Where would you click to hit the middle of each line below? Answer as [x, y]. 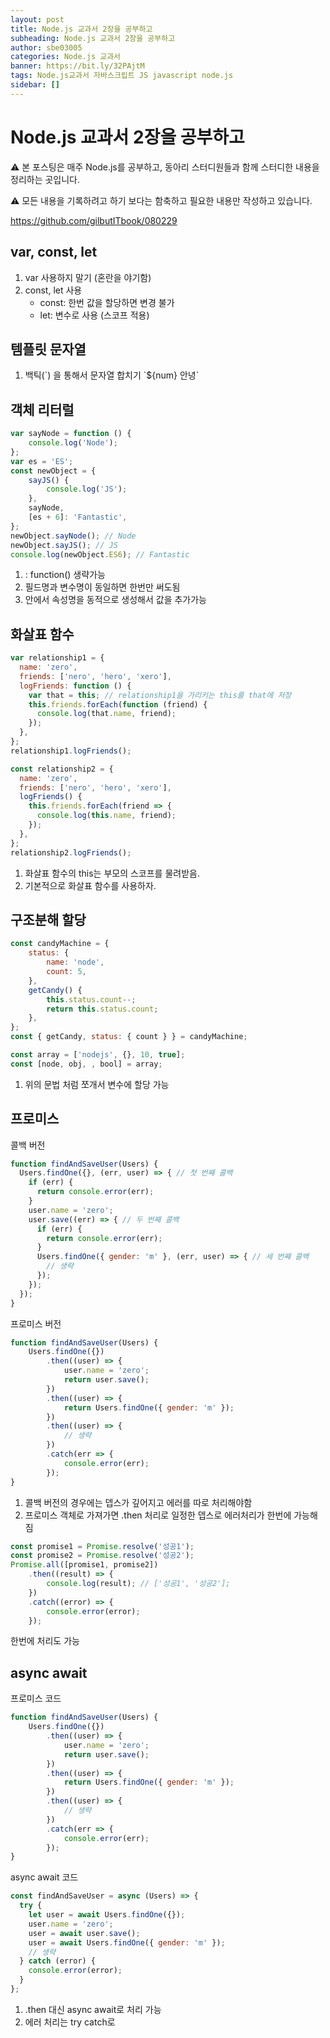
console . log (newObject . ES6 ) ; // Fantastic [100, 554]
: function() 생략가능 [65, 575]
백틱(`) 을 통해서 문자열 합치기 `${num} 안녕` [112, 375]
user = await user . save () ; [84, 1933]
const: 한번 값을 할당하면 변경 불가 [107, 302]
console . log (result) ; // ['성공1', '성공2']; [138, 1584]
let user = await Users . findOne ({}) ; [107, 1915]
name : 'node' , [75, 962]
